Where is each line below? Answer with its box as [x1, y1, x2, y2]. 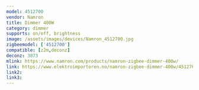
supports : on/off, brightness [6, 31, 81, 37]
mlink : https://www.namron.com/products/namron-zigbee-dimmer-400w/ [6, 58, 179, 64]
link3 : [6, 75, 23, 81]
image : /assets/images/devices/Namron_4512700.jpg [6, 36, 134, 42]
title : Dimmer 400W [6, 20, 54, 25]
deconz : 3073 [6, 53, 38, 59]
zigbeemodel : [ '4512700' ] [6, 42, 70, 48]
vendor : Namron [6, 14, 44, 20]
